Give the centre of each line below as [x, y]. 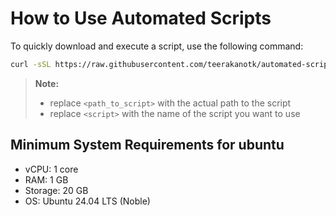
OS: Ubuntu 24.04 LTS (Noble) [87, 201]
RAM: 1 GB [46, 179]
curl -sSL [31, 64]
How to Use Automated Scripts [141, 18]
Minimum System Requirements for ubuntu [147, 145]
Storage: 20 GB [56, 190]
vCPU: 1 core [51, 169]
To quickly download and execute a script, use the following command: [157, 46]
